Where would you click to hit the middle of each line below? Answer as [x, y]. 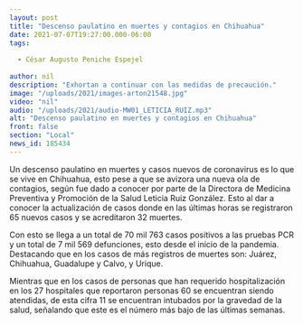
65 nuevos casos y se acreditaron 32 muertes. [96, 217]
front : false [34, 127]
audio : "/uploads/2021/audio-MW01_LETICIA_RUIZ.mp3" [111, 110]
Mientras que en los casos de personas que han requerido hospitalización [147, 281]
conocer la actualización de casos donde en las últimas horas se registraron [151, 208]
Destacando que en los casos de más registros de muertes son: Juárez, [143, 254]
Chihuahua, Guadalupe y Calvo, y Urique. [86, 264]
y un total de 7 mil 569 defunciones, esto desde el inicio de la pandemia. [144, 244]
